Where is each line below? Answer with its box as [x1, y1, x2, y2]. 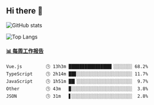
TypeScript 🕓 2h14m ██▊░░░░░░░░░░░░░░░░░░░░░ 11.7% [6, 71, 149, 77]
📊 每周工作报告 [6, 47, 44, 55]
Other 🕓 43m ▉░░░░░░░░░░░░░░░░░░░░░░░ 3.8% [6, 86, 149, 92]
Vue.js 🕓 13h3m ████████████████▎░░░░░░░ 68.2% [6, 63, 149, 70]
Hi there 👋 [6, 6, 43, 16]
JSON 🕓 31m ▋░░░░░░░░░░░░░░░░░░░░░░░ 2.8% [6, 93, 149, 100]
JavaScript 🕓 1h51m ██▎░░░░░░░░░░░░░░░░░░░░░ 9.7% [6, 78, 149, 85]
